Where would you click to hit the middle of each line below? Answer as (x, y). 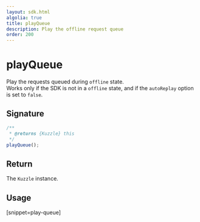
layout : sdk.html (28, 12)
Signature (25, 114)
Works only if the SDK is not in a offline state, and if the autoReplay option (100, 88)
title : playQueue (28, 23)
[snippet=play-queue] (34, 212)
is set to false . (25, 95)
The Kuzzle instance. (33, 179)
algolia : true (24, 18)
